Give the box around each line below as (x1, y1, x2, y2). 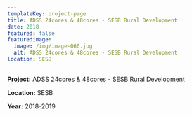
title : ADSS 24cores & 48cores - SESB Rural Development (7, 17, 178, 24)
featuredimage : (7, 36, 52, 43)
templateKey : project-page (7, 10, 87, 17)
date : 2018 (7, 23, 39, 30)
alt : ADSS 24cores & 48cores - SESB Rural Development (13, 50, 178, 57)
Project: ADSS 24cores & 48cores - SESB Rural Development (7, 75, 185, 83)
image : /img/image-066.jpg (13, 43, 93, 50)
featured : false (7, 29, 55, 37)
